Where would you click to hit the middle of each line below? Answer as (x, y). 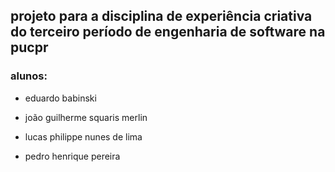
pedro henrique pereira (72, 156)
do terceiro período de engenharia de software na (168, 32)
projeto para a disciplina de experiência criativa (161, 16)
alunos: (29, 76)
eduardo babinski (60, 98)
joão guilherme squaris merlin (86, 117)
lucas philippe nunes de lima (83, 136)
